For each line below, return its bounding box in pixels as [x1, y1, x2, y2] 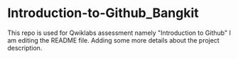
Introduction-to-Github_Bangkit [7, 5, 199, 21]
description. [7, 43, 43, 52]
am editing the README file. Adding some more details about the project [7, 36, 220, 44]
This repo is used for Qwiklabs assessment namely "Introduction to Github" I [7, 28, 231, 37]
